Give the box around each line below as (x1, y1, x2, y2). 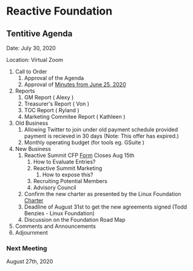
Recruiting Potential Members (33, 178, 107, 184)
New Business (15, 146, 52, 152)
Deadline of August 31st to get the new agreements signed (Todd (24, 203, 187, 210)
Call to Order (15, 68, 47, 75)
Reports (15, 87, 35, 95)
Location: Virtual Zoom (6, 56, 64, 63)
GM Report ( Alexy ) (24, 94, 74, 101)
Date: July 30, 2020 (6, 44, 56, 52)
